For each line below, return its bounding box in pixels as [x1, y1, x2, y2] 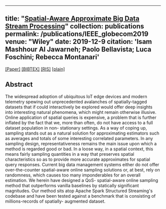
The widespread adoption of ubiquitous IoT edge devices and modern [5, 93, 147, 99]
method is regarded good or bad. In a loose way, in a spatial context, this [5, 146, 153, 152]
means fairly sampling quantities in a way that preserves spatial [5, 151, 134, 157]
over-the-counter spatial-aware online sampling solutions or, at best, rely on [5, 167, 161, 173]
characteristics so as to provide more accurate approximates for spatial [5, 156, 151, 162]
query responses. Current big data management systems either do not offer [5, 161, 160, 168]
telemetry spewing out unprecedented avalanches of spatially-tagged [5, 99, 147, 104]
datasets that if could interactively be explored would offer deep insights [5, 104, 153, 110]
